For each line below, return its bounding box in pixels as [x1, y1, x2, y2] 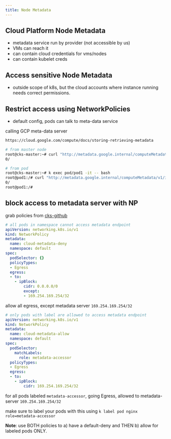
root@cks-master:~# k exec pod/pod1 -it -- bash [5, 170, 110, 176]
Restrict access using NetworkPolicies [5, 105, 131, 113]
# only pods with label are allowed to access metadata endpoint [5, 312, 147, 318]
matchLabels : [14, 350, 42, 355]
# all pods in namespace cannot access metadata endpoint [5, 222, 131, 227]
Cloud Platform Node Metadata [5, 27, 106, 35]
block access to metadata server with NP [5, 199, 138, 208]
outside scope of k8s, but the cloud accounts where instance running [12, 85, 159, 91]
